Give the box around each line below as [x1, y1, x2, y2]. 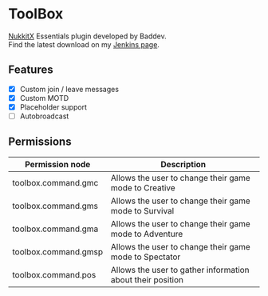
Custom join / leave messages [19, 84, 120, 94]
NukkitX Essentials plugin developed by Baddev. [8, 31, 167, 41]
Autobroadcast [19, 111, 69, 121]
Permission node [25, 158, 91, 170]
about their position [110, 274, 184, 285]
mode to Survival [110, 205, 175, 216]
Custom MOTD [19, 93, 69, 102]
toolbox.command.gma [12, 223, 99, 234]
